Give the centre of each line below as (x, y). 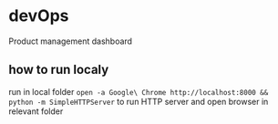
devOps (39, 16)
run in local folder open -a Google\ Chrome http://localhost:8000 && (139, 91)
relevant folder (36, 111)
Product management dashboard (71, 41)
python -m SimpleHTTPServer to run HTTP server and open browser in (139, 101)
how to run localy (59, 70)
